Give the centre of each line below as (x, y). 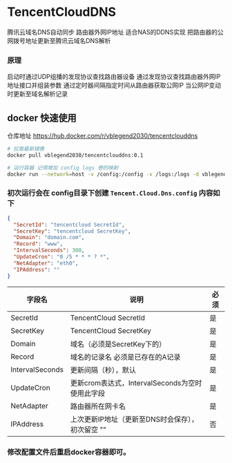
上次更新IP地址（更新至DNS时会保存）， (134, 419)
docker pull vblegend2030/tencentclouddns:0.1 (75, 155)
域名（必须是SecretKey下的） (118, 344)
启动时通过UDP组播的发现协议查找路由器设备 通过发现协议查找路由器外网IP (114, 77)
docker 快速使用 (42, 118)
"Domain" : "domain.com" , (49, 238)
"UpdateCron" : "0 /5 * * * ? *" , (61, 257)
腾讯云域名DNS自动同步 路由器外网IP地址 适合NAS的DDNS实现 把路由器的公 (116, 32)
